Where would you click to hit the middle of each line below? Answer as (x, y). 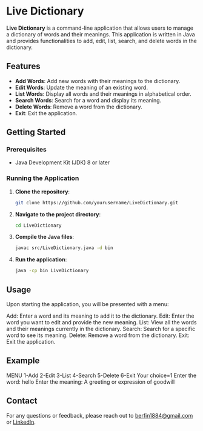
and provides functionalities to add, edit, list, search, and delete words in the (101, 41)
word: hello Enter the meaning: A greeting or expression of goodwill (91, 382)
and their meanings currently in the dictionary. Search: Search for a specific (101, 329)
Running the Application (43, 178)
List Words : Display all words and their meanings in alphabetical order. (103, 94)
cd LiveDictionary (38, 226)
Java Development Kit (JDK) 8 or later (62, 162)
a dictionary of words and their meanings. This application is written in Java (101, 34)
